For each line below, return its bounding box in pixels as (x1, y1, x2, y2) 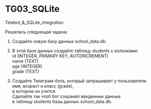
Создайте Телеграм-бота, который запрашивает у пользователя (12, 78, 147, 84)
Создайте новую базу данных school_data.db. (12, 38, 107, 44)
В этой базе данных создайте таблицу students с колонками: (12, 48, 138, 54)
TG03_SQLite (5, 3, 60, 15)
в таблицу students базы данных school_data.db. (12, 98, 113, 104)
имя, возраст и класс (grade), (12, 83, 74, 89)
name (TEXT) (12, 58, 39, 64)
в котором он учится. (12, 88, 57, 94)
